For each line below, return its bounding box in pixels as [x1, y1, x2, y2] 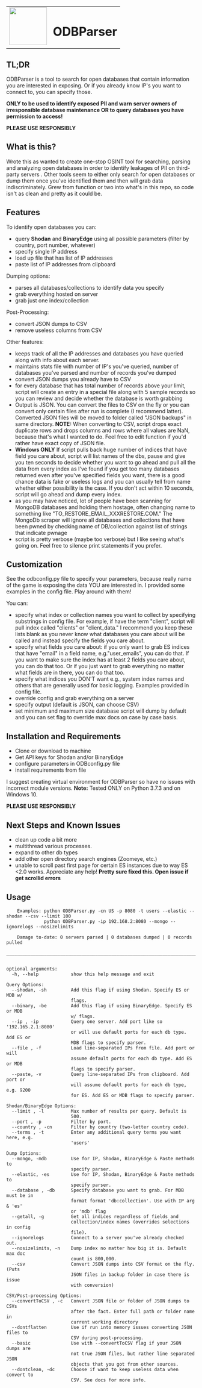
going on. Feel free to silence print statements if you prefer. [14, 542, 162, 549]
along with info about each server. [14, 356, 100, 363]
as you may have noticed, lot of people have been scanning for [14, 497, 171, 504]
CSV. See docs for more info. [70, 1377, 147, 1383]
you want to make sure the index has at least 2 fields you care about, [14, 656, 186, 663]
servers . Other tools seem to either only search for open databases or [20, 170, 195, 178]
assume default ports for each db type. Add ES [70, 1055, 192, 1061]
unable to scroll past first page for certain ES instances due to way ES [14, 861, 188, 869]
